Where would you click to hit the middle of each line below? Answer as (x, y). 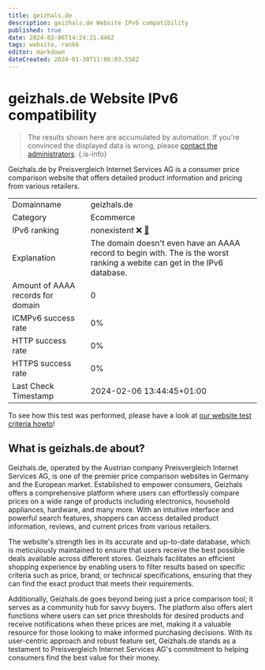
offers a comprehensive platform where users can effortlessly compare (124, 492)
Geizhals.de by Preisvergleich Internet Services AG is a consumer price (124, 169)
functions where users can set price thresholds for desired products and (126, 616)
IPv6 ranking (35, 230)
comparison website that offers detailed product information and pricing (125, 178)
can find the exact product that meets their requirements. (101, 583)
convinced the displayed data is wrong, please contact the (123, 145)
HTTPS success (42, 363)
